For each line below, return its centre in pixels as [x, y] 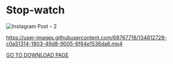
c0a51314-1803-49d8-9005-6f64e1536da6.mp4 [64, 44]
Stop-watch [36, 10]
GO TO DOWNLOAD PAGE [37, 55]
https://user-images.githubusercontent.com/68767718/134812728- [86, 37]
